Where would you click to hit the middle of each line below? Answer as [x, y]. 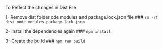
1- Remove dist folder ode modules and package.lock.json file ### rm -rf [82, 17]
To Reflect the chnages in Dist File [41, 7]
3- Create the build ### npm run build [45, 41]
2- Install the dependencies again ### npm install [58, 31]
